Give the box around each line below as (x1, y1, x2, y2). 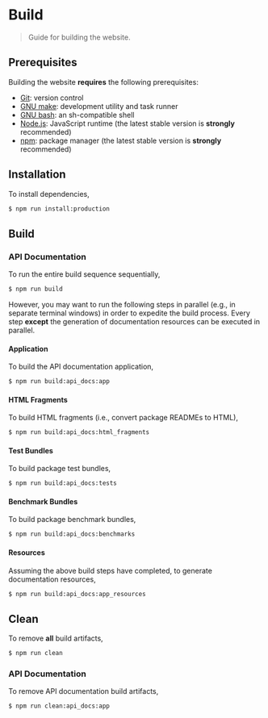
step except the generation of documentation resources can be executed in (8, 317, 261, 326)
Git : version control (19, 93, 84, 102)
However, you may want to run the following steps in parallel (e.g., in (8, 300, 236, 309)
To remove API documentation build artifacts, (8, 687, 159, 696)
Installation (8, 168, 66, 182)
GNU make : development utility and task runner (19, 101, 178, 111)
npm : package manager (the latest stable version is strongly (19, 136, 222, 145)
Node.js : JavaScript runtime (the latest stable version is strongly (19, 119, 236, 128)
